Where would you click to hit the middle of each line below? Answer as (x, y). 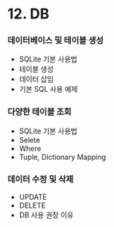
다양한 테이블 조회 (40, 112)
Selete (29, 140)
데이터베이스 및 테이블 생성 (56, 41)
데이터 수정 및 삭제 (41, 179)
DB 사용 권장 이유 (46, 215)
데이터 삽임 (36, 79)
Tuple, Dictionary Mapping (63, 157)
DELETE (32, 205)
